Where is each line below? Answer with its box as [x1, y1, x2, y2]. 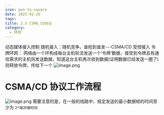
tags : [5, 16, 16, 21]
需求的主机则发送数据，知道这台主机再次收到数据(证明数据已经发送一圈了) [9, 56, 159, 62]
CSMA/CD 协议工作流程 [5, 81, 102, 92]
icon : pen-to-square [5, 7, 48, 12]
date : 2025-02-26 [5, 12, 41, 17]
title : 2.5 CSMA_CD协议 [5, 21, 53, 26]
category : [5, 25, 26, 30]
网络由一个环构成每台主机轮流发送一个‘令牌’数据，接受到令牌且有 [23, 50, 155, 56]
